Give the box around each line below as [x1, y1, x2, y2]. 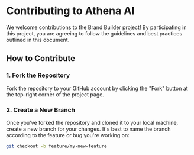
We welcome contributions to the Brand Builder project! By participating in [6, 24, 187, 31]
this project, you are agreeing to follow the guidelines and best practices [6, 30, 183, 37]
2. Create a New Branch [6, 105, 76, 114]
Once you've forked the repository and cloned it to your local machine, [6, 119, 179, 126]
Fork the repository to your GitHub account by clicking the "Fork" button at [6, 85, 188, 92]
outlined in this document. [6, 36, 70, 43]
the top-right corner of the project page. [6, 91, 105, 98]
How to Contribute [6, 53, 76, 63]
